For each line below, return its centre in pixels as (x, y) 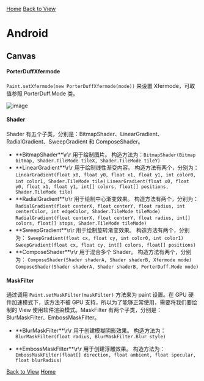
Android (27, 34)
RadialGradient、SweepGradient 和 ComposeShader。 (75, 141)
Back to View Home (31, 372)
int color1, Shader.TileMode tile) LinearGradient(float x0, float (102, 181)
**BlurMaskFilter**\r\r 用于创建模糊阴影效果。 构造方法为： (90, 331)
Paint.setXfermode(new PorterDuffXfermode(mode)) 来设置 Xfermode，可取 (101, 85)
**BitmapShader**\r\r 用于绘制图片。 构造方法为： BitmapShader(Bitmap (105, 154)
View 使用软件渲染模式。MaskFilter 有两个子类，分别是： (90, 310)
